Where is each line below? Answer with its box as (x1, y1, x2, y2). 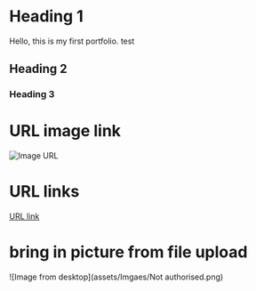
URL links (9, 182, 80, 202)
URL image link (9, 121, 122, 141)
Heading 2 (9, 61, 68, 77)
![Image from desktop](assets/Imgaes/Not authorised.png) (9, 271, 224, 282)
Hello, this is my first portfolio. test (9, 36, 135, 46)
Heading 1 (9, 6, 84, 27)
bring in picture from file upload (9, 242, 248, 263)
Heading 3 (9, 88, 55, 101)
